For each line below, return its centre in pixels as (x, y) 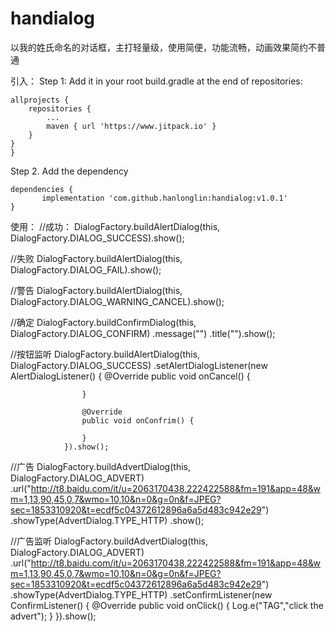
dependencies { (42, 189)
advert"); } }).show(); (53, 616)
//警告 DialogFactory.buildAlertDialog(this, (96, 290)
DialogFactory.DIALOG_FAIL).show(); (86, 269)
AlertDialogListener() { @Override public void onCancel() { (130, 376)
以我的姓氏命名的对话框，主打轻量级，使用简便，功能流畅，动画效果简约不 (163, 47)
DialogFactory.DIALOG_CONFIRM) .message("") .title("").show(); (143, 333)
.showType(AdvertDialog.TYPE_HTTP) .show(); (107, 520)
